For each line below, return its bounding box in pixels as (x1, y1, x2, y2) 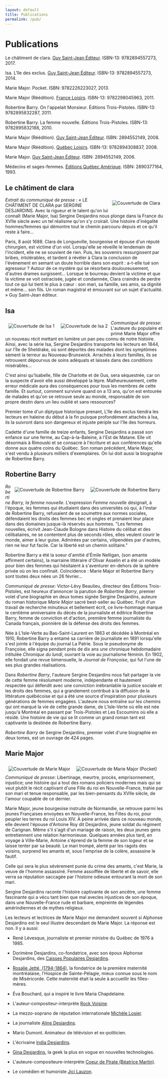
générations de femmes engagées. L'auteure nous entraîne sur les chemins (5, 698, 161, 704)
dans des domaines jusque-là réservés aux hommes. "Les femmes (5, 520, 143, 527)
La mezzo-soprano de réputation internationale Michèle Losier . (12, 1010, 143, 1016)
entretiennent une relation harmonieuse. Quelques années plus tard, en (5, 832, 152, 838)
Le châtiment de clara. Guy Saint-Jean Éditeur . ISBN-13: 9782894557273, (5, 55, 157, 61)
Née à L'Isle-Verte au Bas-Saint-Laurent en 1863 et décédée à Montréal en (5, 630, 159, 636)
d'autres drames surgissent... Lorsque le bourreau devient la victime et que (5, 271, 160, 277)
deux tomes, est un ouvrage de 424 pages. (5, 735, 94, 741)
